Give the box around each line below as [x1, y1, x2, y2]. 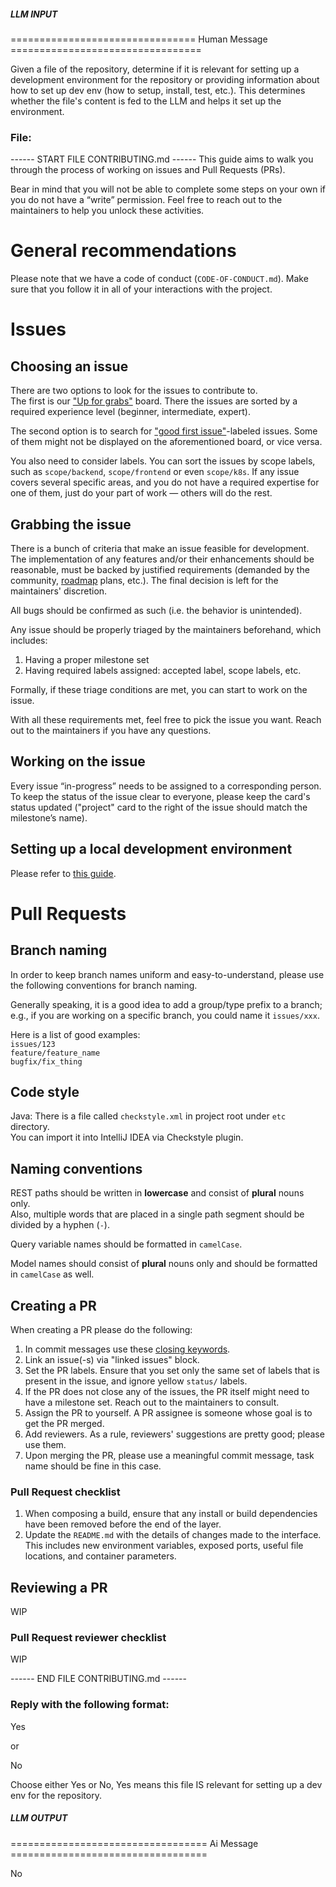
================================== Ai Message [10, 1837, 259, 1849]
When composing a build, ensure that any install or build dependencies [24, 1508, 318, 1520]
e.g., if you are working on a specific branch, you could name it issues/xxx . [10, 1009, 320, 1021]
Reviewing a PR [10, 1579, 108, 1596]
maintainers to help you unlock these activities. [10, 205, 205, 217]
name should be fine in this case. [24, 1460, 162, 1472]
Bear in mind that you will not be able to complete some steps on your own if [10, 183, 326, 195]
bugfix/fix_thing [10, 1056, 83, 1067]
